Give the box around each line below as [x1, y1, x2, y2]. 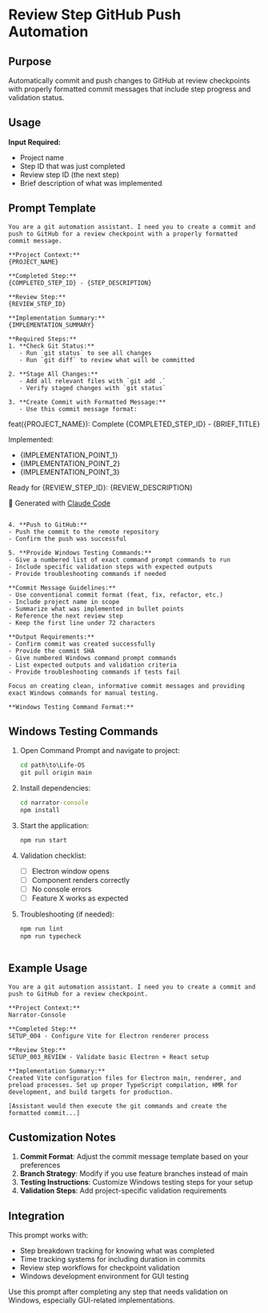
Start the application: [19, 820, 90, 830]
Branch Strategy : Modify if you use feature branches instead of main [19, 1169, 248, 1178]
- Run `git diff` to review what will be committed [18, 356, 195, 364]
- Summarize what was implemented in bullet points [8, 605, 184, 613]
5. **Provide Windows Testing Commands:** [8, 549, 152, 557]
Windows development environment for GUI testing [19, 1271, 190, 1281]
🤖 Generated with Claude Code [8, 498, 110, 508]
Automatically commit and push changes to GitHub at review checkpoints [8, 76, 250, 85]
